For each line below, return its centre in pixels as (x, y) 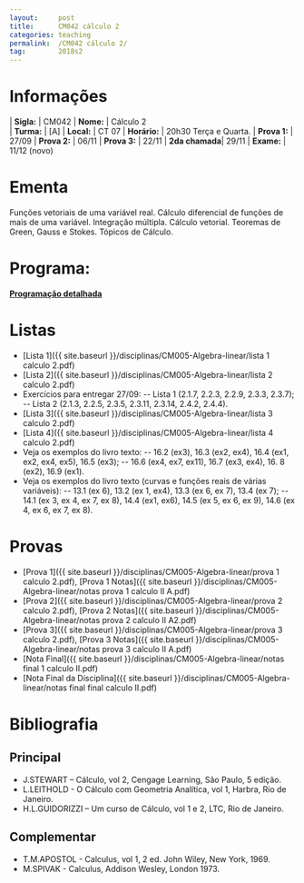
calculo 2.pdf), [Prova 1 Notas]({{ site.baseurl (107, 581)
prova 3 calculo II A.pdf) (147, 649)
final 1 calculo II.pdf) (60, 668)
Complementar (53, 837)
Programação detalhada (56, 293)
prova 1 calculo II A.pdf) (146, 590)
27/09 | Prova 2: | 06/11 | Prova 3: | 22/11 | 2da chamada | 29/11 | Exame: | (148, 141)
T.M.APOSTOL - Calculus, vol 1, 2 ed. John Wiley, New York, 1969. (146, 858)
